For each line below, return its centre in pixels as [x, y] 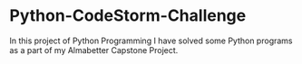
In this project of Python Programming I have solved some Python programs [151, 41]
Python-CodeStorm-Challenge [128, 16]
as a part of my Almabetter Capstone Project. [94, 50]
